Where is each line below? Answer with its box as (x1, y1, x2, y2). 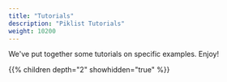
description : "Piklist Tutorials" (8, 19, 126, 28)
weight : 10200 (8, 27, 57, 35)
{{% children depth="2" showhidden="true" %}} (8, 65, 170, 75)
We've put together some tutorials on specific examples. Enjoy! (8, 50, 220, 59)
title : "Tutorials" (8, 11, 75, 20)
